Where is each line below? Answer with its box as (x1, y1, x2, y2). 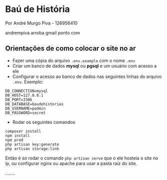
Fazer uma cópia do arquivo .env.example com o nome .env (12, 57, 135, 63)
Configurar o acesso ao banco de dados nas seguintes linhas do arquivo (12, 73, 162, 79)
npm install (5, 133, 30, 138)
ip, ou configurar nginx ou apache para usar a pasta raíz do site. (5, 160, 137, 166)
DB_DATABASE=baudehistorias (5, 101, 64, 106)
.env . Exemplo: (12, 78, 43, 84)
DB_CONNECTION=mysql (5, 88, 48, 93)
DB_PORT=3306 (5, 97, 32, 102)
